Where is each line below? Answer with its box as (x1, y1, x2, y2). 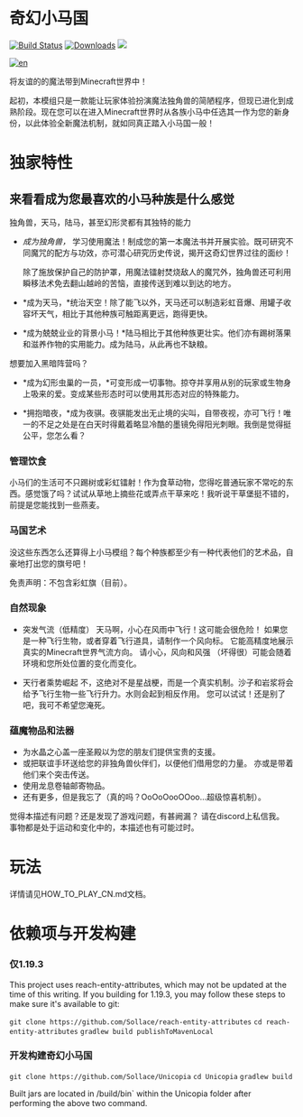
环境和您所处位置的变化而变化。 (22, 658, 142, 669)
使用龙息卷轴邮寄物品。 (22, 780, 110, 791)
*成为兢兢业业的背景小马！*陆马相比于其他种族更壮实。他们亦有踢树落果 (22, 327, 291, 338)
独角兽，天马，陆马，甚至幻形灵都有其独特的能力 (9, 217, 191, 227)
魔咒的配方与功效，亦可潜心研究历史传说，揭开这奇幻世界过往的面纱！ (30, 247, 291, 258)
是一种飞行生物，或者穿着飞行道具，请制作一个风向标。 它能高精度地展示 (22, 635, 294, 646)
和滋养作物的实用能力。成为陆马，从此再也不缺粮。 (22, 338, 213, 349)
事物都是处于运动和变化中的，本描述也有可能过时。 (9, 822, 199, 833)
